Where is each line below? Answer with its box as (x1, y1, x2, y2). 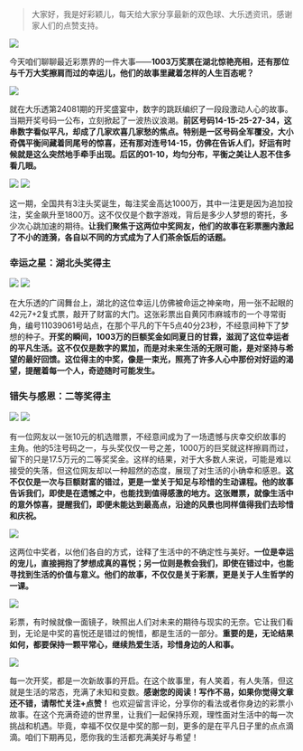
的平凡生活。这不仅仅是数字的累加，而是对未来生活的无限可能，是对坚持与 (9, 343, 286, 353)
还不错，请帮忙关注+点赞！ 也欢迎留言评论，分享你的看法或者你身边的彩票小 (9, 698, 294, 709)
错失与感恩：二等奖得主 (9, 390, 111, 403)
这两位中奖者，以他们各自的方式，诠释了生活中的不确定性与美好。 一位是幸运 (9, 546, 294, 557)
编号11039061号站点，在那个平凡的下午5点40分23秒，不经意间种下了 (24, 320, 282, 331)
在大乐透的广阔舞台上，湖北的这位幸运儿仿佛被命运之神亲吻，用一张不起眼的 (9, 297, 294, 308)
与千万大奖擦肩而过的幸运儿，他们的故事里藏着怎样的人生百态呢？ (9, 68, 254, 78)
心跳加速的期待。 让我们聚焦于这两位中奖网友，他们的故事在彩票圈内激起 (24, 221, 294, 231)
